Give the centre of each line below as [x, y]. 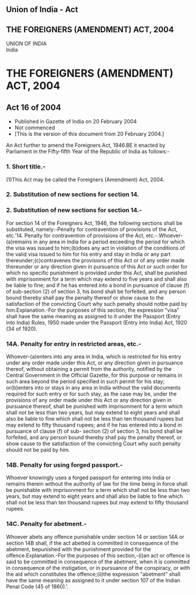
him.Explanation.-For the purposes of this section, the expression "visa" [93, 310]
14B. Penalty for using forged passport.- [64, 465]
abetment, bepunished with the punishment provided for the [78, 549]
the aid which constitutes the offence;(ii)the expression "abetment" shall [93, 574]
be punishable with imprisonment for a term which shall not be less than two [98, 490]
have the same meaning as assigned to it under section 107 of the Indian [93, 580]
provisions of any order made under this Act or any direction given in [89, 400]
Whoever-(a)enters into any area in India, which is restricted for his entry [94, 357]
